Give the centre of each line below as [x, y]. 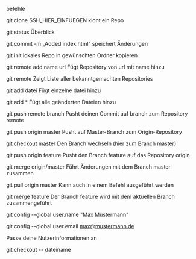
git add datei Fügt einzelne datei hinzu [54, 90]
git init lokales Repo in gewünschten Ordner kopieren [72, 55]
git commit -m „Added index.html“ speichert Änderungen [77, 44]
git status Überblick [31, 32]
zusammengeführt [29, 203]
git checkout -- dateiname [39, 250]
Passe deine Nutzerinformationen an [52, 238]
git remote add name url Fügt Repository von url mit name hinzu [85, 67]
